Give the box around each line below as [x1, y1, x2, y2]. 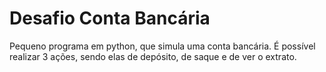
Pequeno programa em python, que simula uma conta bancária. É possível [9, 40, 316, 52]
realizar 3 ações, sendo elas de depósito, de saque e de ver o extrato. [9, 50, 297, 62]
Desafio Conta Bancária [9, 7, 211, 30]
